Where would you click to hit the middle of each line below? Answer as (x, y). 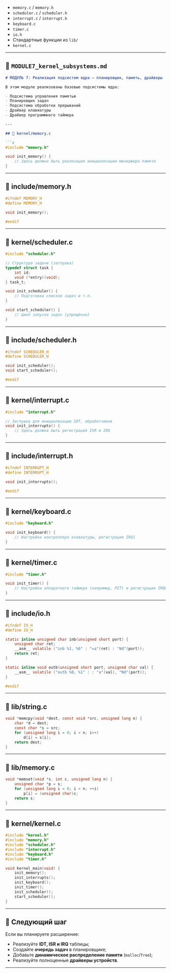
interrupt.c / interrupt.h (40, 18)
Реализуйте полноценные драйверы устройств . (65, 960)
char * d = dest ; (32, 723)
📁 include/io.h (28, 614)
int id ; (22, 273)
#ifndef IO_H (19, 625)
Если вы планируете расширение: (42, 934)
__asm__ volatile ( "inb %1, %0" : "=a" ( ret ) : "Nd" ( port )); (79, 649)
